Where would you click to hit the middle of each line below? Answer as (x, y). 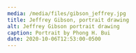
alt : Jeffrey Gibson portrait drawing (63, 26)
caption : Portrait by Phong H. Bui (59, 33)
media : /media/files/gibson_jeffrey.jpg (67, 13)
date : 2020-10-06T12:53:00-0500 (54, 39)
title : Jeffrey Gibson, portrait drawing (68, 20)
